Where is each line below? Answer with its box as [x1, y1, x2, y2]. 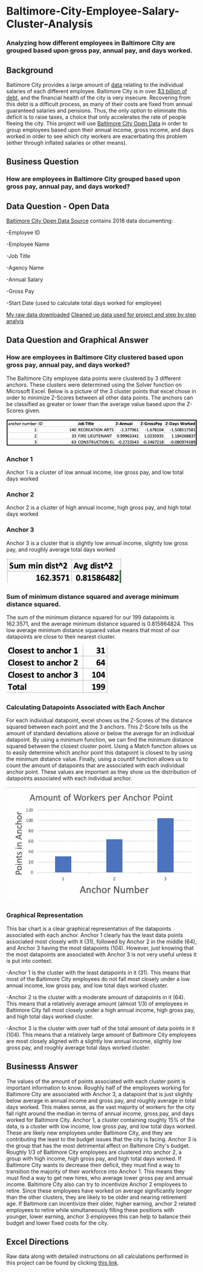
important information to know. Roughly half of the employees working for [6, 1084, 190, 1091]
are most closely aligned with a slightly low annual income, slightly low [6, 1037, 182, 1045]
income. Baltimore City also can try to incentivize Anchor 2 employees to [6, 1180, 187, 1188]
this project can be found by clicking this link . [6, 1259, 119, 1267]
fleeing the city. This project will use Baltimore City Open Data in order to [6, 119, 188, 127]
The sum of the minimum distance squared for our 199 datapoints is [6, 614, 175, 621]
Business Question [6, 156, 79, 167]
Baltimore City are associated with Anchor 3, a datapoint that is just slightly [6, 1090, 193, 1097]
